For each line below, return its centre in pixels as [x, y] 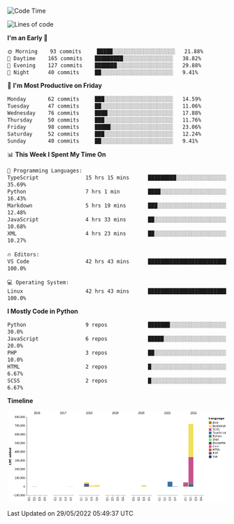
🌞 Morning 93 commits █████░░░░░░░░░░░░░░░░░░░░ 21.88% [105, 52]
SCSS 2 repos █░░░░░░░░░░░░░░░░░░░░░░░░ [117, 381]
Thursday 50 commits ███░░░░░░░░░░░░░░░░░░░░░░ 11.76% [104, 120]
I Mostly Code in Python [43, 311]
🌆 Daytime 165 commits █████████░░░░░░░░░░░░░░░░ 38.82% [104, 59]
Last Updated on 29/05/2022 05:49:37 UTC [71, 513]
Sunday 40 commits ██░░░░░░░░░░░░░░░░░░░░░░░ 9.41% [103, 141]
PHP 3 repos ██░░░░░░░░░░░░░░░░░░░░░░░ [117, 353]
